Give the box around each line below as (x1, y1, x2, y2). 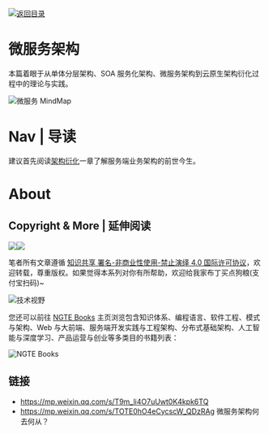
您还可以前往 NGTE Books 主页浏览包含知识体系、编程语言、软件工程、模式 (8, 312, 261, 322)
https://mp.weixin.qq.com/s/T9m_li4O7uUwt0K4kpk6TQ (19, 397, 209, 406)
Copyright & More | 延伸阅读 (8, 219, 152, 233)
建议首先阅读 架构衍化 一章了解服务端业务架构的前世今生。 (8, 155, 200, 166)
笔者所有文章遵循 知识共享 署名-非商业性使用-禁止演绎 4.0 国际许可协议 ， (8, 257, 254, 267)
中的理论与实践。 (15, 78, 73, 89)
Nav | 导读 (8, 128, 77, 146)
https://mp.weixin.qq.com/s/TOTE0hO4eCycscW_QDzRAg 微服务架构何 (19, 406, 259, 416)
